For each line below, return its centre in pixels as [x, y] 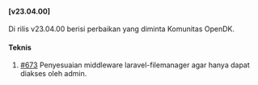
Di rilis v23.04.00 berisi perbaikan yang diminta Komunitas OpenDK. [121, 29]
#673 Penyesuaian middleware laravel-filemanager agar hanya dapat [135, 65]
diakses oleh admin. [53, 74]
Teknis [20, 47]
